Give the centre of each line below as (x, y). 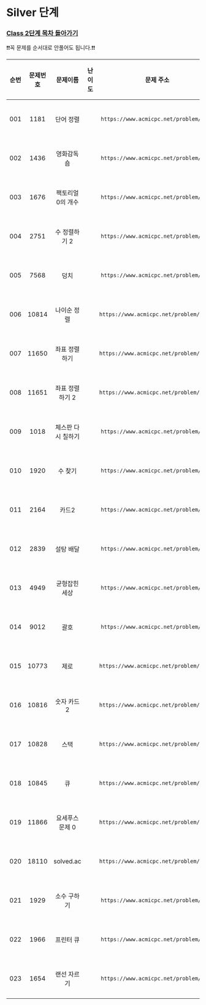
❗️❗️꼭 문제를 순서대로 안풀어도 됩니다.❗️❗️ (51, 48)
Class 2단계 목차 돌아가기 (42, 33)
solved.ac (67, 862)
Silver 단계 (33, 13)
